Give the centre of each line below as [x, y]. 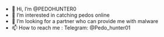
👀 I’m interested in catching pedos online [60, 15]
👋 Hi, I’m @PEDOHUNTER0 [44, 9]
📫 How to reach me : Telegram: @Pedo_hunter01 [71, 28]
